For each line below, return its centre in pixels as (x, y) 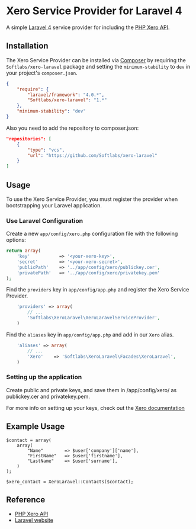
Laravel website (34, 520)
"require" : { (33, 89)
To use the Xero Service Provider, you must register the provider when (92, 199)
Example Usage (36, 427)
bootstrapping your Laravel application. (54, 205)
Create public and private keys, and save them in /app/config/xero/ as (91, 390)
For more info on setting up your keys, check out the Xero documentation (96, 408)
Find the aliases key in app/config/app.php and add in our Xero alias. (90, 334)
